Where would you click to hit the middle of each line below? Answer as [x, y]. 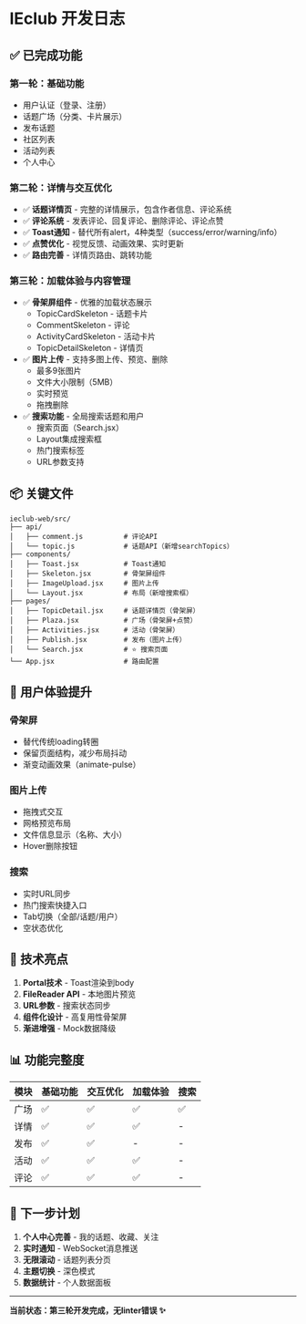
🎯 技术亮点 [39, 959]
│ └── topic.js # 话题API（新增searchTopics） [122, 547]
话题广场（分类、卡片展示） [75, 116]
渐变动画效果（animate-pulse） [82, 764]
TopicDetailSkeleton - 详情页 [90, 348]
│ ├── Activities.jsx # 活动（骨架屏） [94, 630]
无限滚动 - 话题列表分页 [67, 1260]
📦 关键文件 [42, 493]
